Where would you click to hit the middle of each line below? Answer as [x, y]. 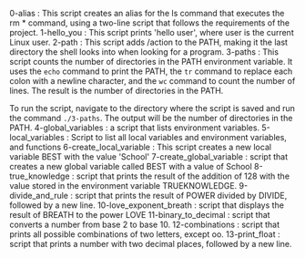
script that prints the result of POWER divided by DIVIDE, [181, 196]
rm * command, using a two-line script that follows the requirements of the [149, 23]
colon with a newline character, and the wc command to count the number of [152, 81]
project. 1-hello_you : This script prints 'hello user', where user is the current [152, 32]
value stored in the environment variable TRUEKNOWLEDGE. [123, 186]
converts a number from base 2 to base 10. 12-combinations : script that [145, 224]
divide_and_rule [39, 196]
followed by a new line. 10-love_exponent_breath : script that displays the [147, 205]
